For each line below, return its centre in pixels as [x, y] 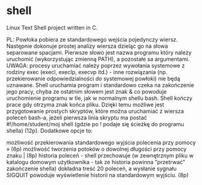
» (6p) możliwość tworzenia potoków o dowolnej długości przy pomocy [97, 149]
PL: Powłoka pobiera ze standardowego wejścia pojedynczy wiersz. [92, 39]
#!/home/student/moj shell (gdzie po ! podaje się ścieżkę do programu [95, 124]
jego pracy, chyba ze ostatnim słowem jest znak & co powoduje [87, 91]
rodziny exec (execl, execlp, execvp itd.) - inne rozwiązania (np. [87, 72]
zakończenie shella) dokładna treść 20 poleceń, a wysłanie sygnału [91, 168]
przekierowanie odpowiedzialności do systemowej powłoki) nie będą [93, 78]
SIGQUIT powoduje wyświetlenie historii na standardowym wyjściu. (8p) [98, 175]
